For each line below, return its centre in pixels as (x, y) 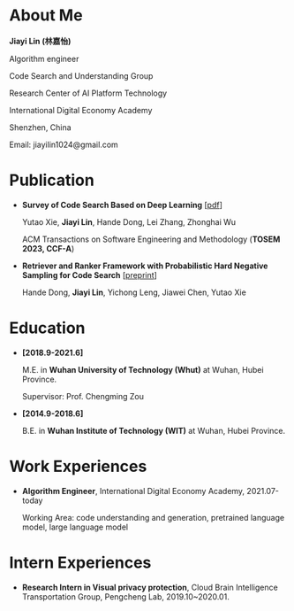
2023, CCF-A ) (48, 248)
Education (47, 328)
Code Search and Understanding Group (81, 75)
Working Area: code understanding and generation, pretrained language (153, 517)
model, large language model (75, 527)
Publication (52, 180)
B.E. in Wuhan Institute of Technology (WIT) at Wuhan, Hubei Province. (153, 430)
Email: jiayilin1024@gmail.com (64, 144)
